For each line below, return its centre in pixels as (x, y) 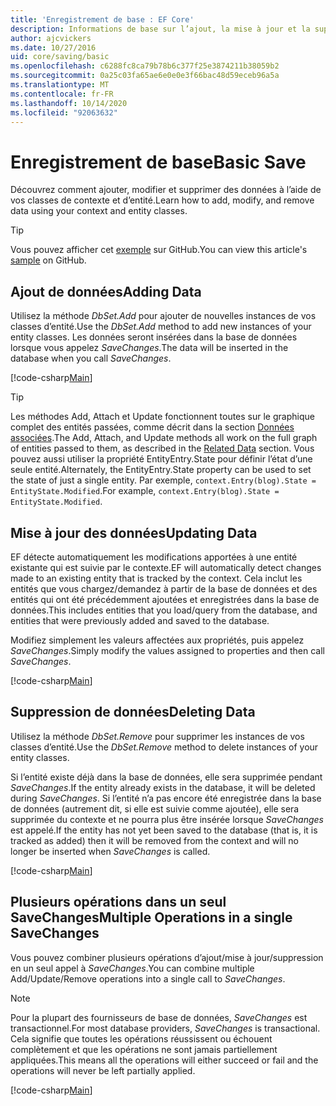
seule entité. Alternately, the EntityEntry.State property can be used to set (161, 470)
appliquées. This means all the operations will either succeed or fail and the (164, 1060)
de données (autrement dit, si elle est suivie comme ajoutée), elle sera (155, 808)
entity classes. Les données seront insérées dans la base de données (154, 337)
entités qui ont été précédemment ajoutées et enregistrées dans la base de (165, 599)
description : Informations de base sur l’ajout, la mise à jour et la (160, 29)
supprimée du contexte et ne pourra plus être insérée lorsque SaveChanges (167, 819)
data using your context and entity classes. (99, 211)
